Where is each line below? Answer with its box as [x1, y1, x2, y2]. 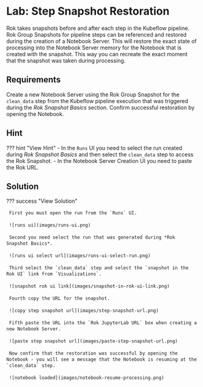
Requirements [6, 74, 61, 85]
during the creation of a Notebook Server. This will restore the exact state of [6, 37, 197, 45]
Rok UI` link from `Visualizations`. [6, 271, 102, 277]
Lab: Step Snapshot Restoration [6, 4, 170, 18]
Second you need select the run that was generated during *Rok [9, 234, 175, 241]
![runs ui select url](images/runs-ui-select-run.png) [9, 253, 151, 259]
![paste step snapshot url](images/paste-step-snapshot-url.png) [9, 338, 178, 344]
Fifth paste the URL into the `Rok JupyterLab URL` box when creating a [9, 320, 198, 326]
